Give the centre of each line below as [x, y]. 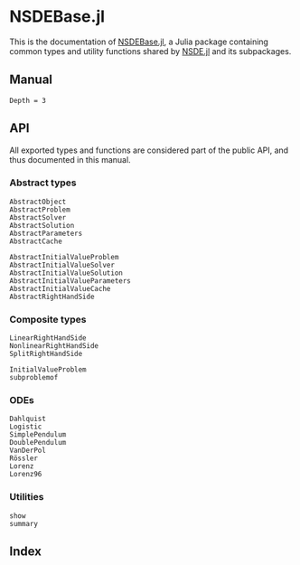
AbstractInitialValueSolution [66, 273]
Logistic [26, 427]
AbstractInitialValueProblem [64, 257]
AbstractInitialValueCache [60, 288]
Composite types [48, 319]
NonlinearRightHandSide [54, 346]
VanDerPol [28, 451]
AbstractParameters [46, 233]
